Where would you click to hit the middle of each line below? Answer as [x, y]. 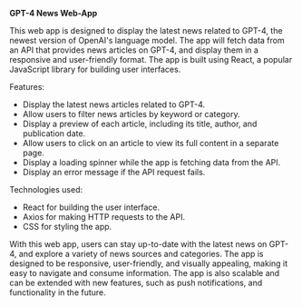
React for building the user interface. [91, 207]
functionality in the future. [58, 292]
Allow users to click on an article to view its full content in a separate [151, 143]
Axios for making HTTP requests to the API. [104, 217]
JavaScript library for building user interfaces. [95, 69]
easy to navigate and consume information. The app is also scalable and [145, 273]
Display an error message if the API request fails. [114, 172]
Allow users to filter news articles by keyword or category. [131, 114]
